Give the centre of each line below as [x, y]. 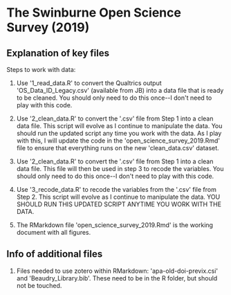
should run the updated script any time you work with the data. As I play [119, 133]
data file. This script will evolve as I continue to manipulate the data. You [119, 126]
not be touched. [39, 285]
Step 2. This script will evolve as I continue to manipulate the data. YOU [118, 197]
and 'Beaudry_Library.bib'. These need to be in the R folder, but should [117, 278]
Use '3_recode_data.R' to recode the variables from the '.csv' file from [117, 189]
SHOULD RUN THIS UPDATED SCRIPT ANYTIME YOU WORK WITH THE [119, 204]
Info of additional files [55, 254]
